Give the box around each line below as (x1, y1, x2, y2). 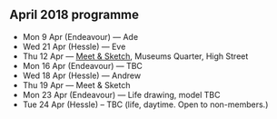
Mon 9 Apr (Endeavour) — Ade (22, 31, 139, 42)
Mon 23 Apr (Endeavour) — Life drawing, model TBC (22, 89, 221, 100)
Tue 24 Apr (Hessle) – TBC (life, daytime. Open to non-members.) (22, 99, 269, 110)
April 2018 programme (9, 7, 139, 23)
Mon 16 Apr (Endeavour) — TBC (22, 60, 143, 71)
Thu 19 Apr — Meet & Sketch (22, 79, 131, 90)
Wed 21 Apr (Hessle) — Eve (22, 41, 126, 52)
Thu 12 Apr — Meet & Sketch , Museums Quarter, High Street (22, 50, 249, 62)
